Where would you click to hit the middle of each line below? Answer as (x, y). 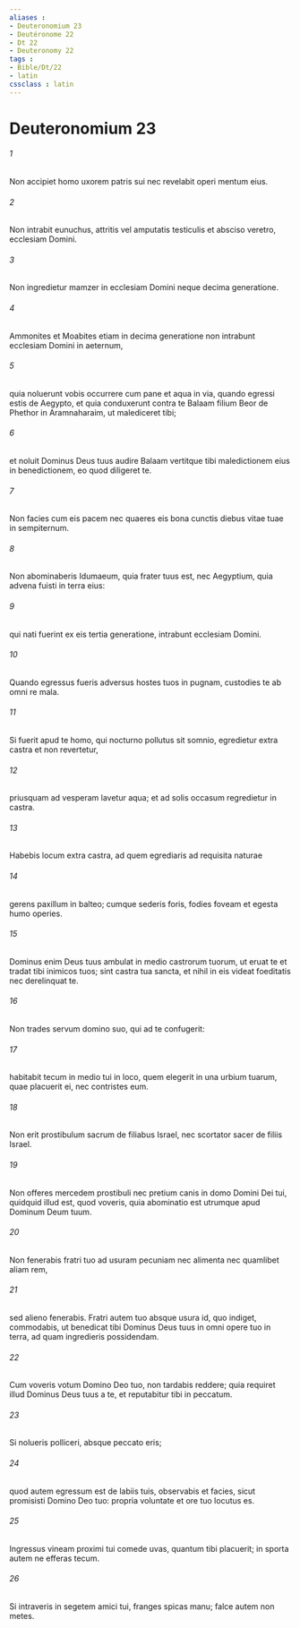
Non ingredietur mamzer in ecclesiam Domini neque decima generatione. (144, 287)
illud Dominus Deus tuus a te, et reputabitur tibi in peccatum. (121, 1394)
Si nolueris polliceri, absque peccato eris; (86, 1443)
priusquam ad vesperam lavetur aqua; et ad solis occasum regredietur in (143, 798)
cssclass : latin (42, 84)
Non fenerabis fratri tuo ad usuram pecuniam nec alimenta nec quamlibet (144, 1260)
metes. (22, 1616)
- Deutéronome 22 (42, 34)
